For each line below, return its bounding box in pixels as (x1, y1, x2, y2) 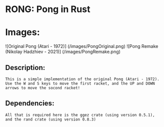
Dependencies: (5, 99, 55, 108)
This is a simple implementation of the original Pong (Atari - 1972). (5, 77, 159, 82)
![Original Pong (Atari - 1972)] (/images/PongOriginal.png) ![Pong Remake (5, 43, 158, 49)
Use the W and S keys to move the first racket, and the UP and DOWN (5, 81, 155, 86)
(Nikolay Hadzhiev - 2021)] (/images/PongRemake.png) (5, 49, 120, 55)
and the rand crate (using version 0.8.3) (5, 117, 96, 122)
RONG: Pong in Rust (5, 4, 91, 15)
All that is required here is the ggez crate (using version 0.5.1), (5, 112, 155, 117)
